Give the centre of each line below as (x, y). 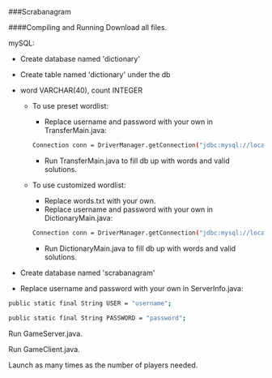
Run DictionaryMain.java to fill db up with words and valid (140, 248)
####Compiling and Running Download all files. (88, 27)
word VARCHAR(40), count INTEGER (81, 90)
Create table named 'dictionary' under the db (95, 75)
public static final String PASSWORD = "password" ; (97, 318)
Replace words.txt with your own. (100, 200)
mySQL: (21, 43)
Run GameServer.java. (45, 333)
